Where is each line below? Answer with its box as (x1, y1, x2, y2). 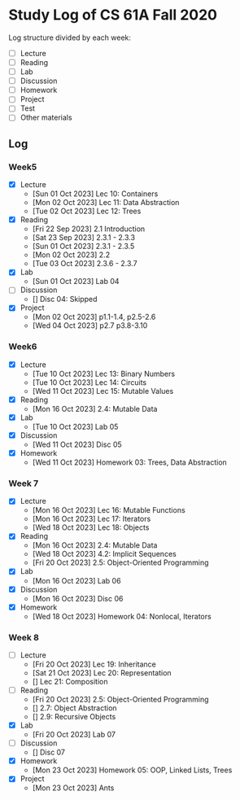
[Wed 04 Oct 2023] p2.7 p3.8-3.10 (32, 321, 148, 330)
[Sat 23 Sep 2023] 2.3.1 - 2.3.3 (32, 233, 136, 243)
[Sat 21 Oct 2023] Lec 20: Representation (32, 668, 172, 678)
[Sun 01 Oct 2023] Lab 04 (32, 277, 120, 286)
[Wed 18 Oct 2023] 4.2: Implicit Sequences (32, 549, 177, 559)
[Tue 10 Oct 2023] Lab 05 (32, 422, 119, 431)
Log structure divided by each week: (8, 33, 132, 42)
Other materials (20, 112, 72, 123)
